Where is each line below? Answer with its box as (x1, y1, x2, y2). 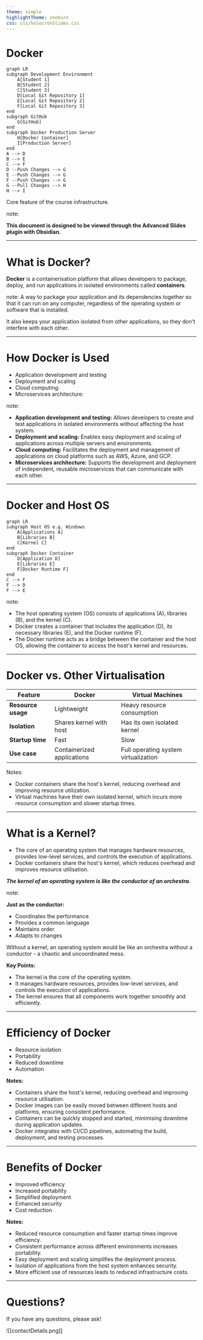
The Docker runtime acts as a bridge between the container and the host (14, 636, 196, 643)
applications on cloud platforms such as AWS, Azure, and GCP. (14, 453, 172, 460)
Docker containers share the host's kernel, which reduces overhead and (14, 860, 195, 866)
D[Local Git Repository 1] (17, 93, 85, 99)
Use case (9, 750, 37, 758)
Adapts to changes (14, 932, 62, 939)
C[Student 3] (17, 87, 50, 94)
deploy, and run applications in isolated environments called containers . (6, 282, 186, 289)
